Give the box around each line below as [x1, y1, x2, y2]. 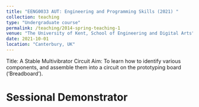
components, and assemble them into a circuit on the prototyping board [6, 63, 182, 71]
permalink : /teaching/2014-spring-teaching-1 [6, 25, 120, 31]
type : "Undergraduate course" [6, 19, 81, 25]
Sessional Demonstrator [6, 91, 128, 104]
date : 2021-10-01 [6, 36, 49, 42]
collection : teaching [6, 14, 60, 20]
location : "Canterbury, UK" [6, 42, 76, 48]
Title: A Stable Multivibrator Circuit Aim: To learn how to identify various [6, 57, 181, 65]
